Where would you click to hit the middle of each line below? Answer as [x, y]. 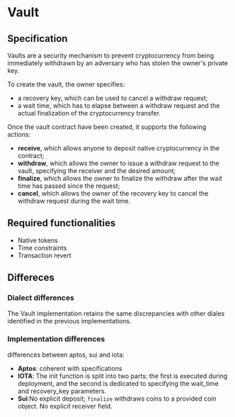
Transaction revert [45, 255]
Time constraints [42, 248]
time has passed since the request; [69, 186]
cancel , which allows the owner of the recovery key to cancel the [113, 193]
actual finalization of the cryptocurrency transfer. [89, 113]
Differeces [31, 278]
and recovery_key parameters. [62, 391]
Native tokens [38, 240]
